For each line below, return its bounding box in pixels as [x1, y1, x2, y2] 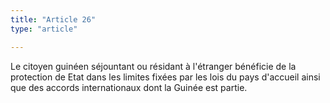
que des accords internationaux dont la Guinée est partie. [10, 81, 248, 93]
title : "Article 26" [10, 14, 97, 25]
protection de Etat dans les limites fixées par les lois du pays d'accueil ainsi [10, 71, 321, 83]
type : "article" [10, 24, 78, 34]
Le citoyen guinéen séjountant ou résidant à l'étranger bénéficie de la [10, 60, 297, 72]
